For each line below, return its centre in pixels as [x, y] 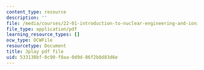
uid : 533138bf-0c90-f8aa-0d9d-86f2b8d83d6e [62, 57]
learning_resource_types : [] [43, 35]
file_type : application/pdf [42, 29]
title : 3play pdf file [35, 52]
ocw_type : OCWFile [29, 40]
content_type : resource [36, 12]
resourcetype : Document [36, 46]
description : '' [27, 18]
